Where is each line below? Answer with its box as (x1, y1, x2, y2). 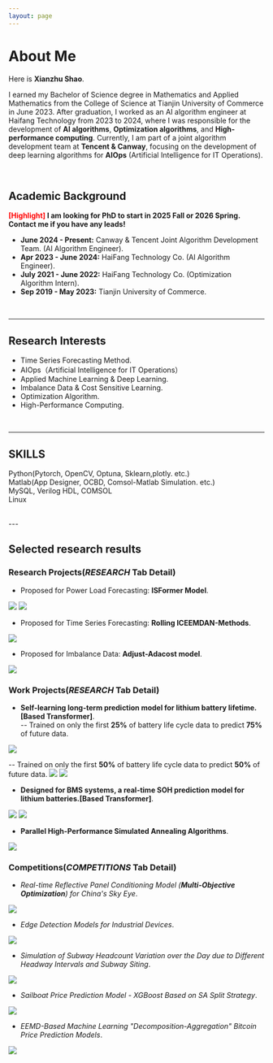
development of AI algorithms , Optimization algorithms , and (8, 124, 214, 134)
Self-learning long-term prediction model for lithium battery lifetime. (19, 702, 258, 712)
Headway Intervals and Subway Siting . (19, 960, 151, 970)
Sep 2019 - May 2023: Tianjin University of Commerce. (19, 287, 207, 297)
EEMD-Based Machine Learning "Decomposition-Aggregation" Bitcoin (19, 1022, 258, 1031)
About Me (8, 46, 76, 65)
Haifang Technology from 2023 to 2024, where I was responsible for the (8, 115, 251, 125)
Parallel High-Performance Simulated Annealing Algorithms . (19, 826, 229, 835)
